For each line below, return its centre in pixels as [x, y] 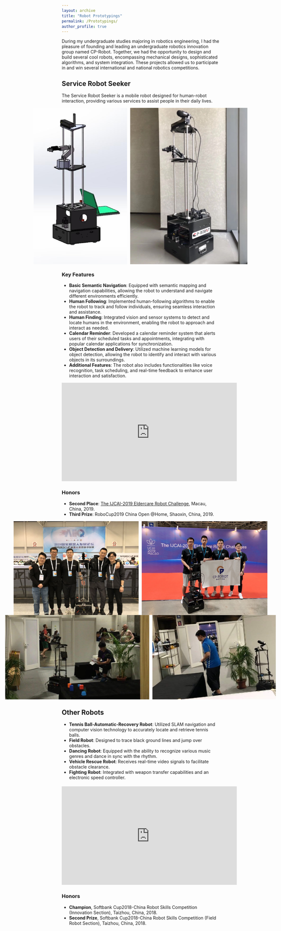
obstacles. [79, 746]
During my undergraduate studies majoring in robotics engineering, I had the [140, 41]
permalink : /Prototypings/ [90, 21]
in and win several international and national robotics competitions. [131, 68]
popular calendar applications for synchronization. [121, 344]
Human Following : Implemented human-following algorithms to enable [142, 301]
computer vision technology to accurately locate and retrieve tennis [138, 730]
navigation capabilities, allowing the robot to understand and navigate [141, 291]
